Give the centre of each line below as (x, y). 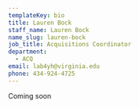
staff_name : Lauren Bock (49, 30)
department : (27, 52)
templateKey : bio (37, 15)
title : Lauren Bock (40, 23)
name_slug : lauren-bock (47, 37)
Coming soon (30, 95)
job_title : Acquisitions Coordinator (70, 45)
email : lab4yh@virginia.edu (54, 67)
